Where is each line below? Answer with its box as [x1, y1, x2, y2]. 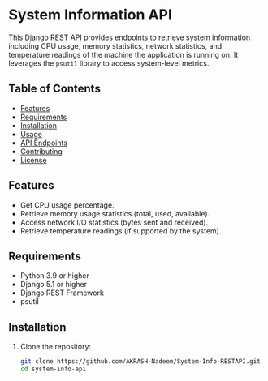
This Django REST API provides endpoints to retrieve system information [8, 32, 251, 42]
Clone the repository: [19, 342, 92, 352]
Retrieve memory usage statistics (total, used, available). [19, 208, 210, 218]
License [19, 155, 47, 165]
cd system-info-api [19, 365, 87, 374]
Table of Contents [8, 82, 102, 96]
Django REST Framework [19, 288, 104, 298]
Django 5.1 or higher [19, 280, 88, 289]
